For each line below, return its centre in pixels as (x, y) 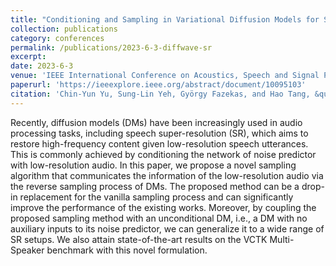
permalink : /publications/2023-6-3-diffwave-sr (111, 47)
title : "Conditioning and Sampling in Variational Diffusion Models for (165, 19)
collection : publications (64, 29)
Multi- (282, 239)
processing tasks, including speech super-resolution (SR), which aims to (159, 133)
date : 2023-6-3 (42, 66)
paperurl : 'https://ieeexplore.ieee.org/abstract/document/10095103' (158, 85)
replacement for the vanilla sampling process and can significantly (156, 197)
